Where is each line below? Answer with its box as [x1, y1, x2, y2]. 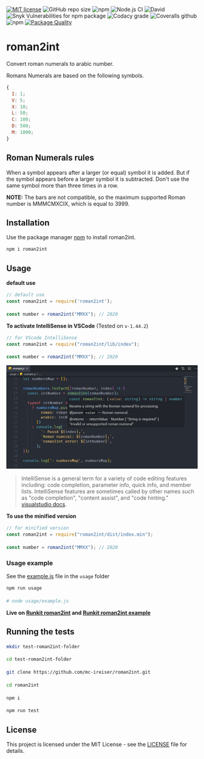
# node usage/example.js [6, 598, 69, 604]
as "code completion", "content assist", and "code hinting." [21, 494, 169, 502]
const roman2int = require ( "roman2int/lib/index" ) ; [6, 341, 140, 347]
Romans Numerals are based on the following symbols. [6, 72, 144, 79]
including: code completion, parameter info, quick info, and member [21, 481, 192, 489]
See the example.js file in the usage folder [6, 573, 110, 580]
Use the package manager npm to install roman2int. [6, 234, 136, 241]
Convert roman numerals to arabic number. [6, 60, 114, 67]
